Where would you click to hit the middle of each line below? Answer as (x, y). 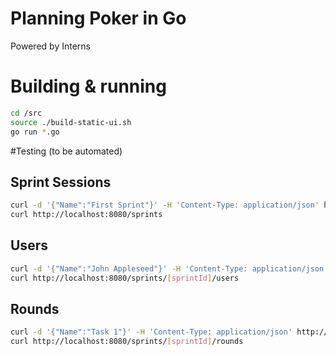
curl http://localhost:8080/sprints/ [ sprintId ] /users (125, 278)
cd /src (26, 113)
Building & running (88, 86)
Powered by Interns (50, 46)
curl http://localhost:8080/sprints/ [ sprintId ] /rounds (127, 342)
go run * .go (35, 132)
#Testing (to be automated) (66, 151)
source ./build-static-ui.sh (71, 122)
